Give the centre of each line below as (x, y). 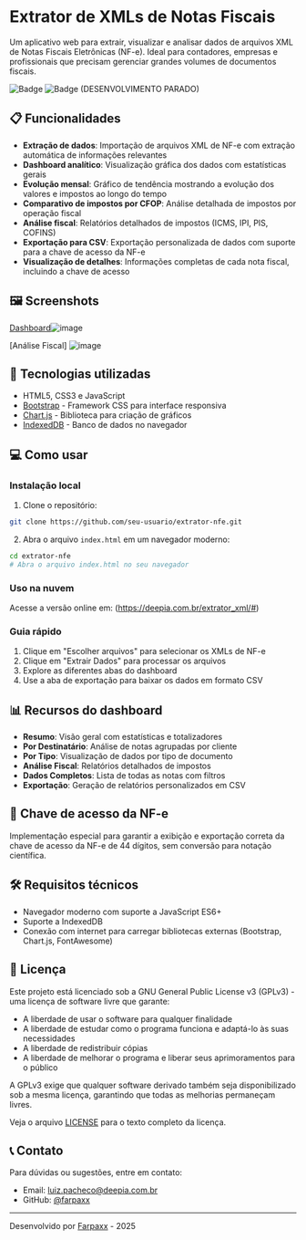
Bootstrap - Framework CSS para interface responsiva (124, 406)
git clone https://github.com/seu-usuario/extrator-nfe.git (126, 522)
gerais (35, 174)
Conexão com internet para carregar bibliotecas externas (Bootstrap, (152, 931)
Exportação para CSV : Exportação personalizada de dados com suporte (159, 242)
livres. (21, 1104)
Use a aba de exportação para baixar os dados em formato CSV (143, 681)
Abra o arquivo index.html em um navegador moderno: (126, 539)
